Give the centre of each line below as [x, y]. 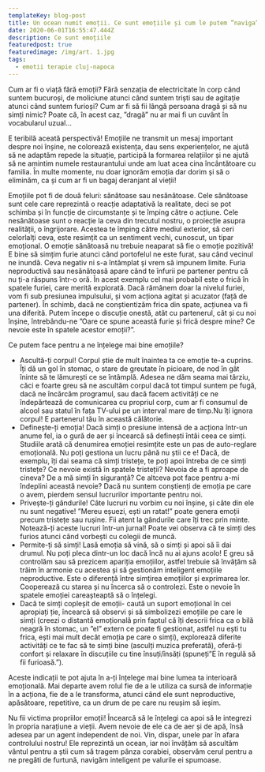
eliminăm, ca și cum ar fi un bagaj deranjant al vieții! [92, 180]
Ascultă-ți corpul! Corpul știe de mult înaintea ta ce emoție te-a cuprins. [136, 360]
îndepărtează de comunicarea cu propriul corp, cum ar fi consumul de [134, 402]
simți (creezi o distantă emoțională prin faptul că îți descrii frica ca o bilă [136, 620]
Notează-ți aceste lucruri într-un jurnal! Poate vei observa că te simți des [138, 528]
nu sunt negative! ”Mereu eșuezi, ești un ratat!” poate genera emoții [129, 511]
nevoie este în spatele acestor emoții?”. [72, 329]
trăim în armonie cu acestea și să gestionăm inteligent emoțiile [121, 570]
